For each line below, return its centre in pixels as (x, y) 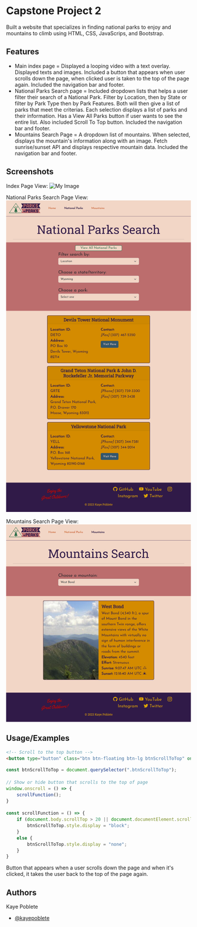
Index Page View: (27, 186)
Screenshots (30, 172)
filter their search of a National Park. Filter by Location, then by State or (101, 97)
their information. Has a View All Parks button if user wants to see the (98, 116)
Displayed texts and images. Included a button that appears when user (100, 72)
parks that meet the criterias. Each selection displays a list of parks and (101, 109)
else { (25, 838)
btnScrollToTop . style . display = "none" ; (77, 844)
